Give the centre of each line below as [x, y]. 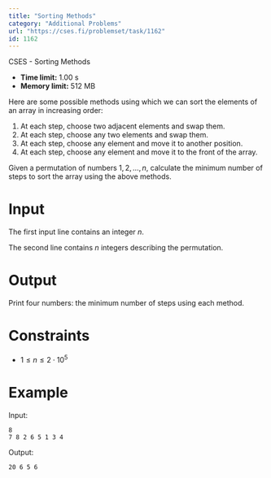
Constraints [49, 336]
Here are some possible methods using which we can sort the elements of [133, 102]
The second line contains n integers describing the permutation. [116, 248]
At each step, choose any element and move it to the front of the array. [139, 152]
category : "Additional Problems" [65, 24]
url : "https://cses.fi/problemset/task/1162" [87, 31]
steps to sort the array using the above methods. [90, 176]
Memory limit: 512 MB [58, 86]
